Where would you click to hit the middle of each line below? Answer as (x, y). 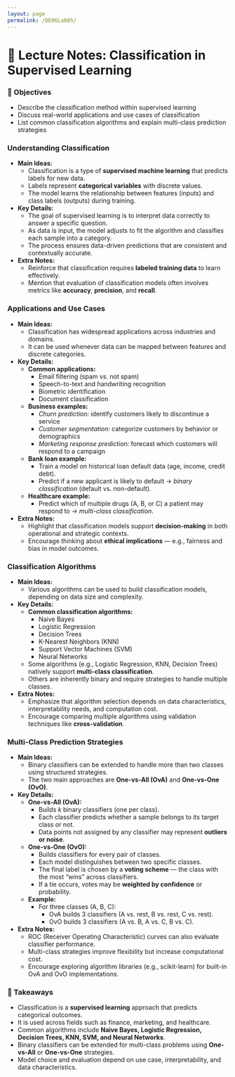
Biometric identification (72, 391)
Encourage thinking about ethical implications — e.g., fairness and (125, 541)
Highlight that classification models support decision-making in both (128, 525)
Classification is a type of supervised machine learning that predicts (128, 171)
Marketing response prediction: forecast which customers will (128, 443)
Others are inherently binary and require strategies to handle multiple (128, 679)
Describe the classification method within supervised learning (107, 107)
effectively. (44, 276)
